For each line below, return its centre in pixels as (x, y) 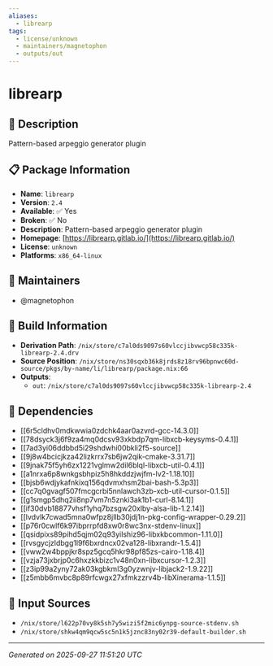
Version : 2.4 (41, 202)
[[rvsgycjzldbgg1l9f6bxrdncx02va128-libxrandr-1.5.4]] (110, 543)
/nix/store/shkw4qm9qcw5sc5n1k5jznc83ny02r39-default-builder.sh (133, 632)
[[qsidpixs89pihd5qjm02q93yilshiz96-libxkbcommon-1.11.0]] (121, 534)
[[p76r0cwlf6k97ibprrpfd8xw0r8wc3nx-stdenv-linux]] (110, 526)
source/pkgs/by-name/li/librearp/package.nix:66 (104, 369)
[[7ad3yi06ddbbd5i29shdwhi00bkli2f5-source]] (100, 448)
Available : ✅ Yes (48, 211)
